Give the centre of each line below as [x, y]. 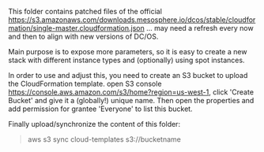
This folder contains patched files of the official [85, 11]
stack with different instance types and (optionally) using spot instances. [126, 60]
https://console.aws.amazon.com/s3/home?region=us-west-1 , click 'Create [131, 92]
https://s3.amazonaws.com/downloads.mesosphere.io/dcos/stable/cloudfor [132, 20]
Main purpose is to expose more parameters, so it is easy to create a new [128, 52]
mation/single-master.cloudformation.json [76, 28]
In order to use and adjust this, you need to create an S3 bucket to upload [128, 75]
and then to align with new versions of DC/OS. [83, 36]
